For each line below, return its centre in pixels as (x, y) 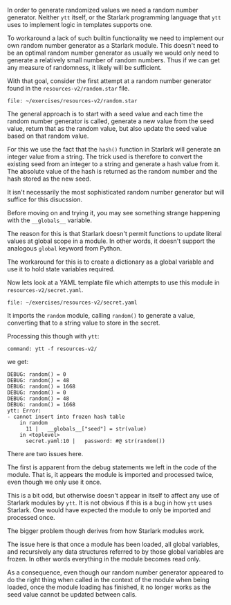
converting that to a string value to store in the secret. (84, 323)
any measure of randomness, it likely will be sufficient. (85, 67)
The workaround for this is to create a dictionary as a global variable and (111, 262)
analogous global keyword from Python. (65, 248)
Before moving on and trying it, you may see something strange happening (114, 213)
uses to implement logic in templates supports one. (80, 25)
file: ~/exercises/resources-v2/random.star (72, 101)
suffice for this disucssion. (45, 199)
